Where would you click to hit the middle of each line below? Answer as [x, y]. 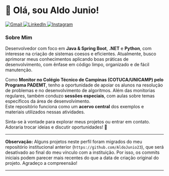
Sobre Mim [19, 37]
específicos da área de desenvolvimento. [48, 101]
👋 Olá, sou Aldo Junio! [52, 10]
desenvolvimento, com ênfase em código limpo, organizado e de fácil [77, 65]
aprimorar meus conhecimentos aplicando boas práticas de [67, 59]
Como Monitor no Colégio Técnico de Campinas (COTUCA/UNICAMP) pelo [84, 80]
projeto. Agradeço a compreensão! [41, 163]
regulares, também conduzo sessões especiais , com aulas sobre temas [80, 96]
